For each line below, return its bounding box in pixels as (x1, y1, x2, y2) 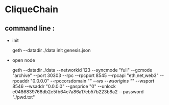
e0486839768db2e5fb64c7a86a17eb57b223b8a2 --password (12, 89, 144, 95)
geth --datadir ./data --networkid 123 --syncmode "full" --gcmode (12, 67, 153, 73)
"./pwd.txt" (12, 94, 35, 100)
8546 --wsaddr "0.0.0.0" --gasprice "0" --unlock (12, 83, 116, 89)
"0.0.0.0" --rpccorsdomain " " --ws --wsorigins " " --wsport (30, 78, 155, 84)
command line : (5, 24, 55, 33)
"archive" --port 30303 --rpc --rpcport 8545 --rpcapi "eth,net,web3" (12, 72, 159, 78)
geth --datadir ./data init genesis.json (12, 47, 91, 53)
